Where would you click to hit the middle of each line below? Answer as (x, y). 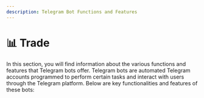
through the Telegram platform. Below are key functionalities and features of (102, 83)
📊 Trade (28, 43)
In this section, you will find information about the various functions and (96, 64)
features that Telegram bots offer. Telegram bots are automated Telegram (98, 70)
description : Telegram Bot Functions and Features (72, 12)
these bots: (20, 90)
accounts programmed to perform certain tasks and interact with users (95, 77)
